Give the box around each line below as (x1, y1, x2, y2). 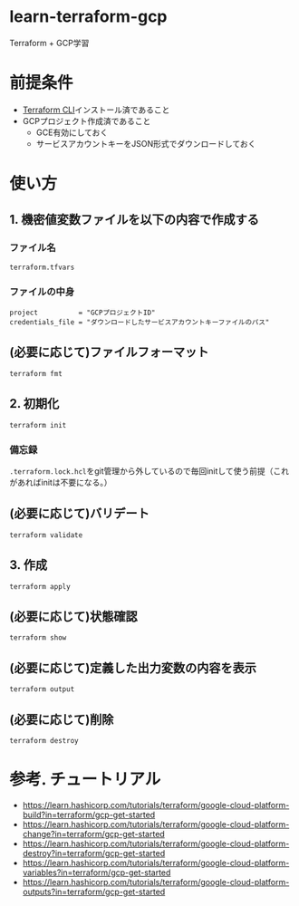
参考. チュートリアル (9, 769, 161, 790)
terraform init (9, 420, 67, 429)
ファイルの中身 (9, 285, 75, 298)
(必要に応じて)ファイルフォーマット (9, 344, 209, 360)
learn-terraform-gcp (9, 6, 168, 27)
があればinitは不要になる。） (9, 477, 112, 487)
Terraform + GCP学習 (9, 37, 90, 48)
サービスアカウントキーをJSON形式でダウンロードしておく (35, 138, 256, 149)
